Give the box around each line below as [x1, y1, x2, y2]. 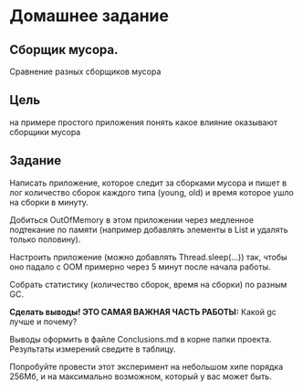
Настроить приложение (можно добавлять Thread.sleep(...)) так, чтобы [9, 251, 287, 262]
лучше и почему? [9, 316, 78, 327]
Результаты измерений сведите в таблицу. [9, 343, 176, 354]
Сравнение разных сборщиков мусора [9, 66, 162, 77]
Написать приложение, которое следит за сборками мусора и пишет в [9, 177, 287, 188]
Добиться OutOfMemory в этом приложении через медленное [9, 214, 254, 225]
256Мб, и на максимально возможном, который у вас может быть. [9, 371, 272, 382]
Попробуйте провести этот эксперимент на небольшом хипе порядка [9, 361, 284, 372]
